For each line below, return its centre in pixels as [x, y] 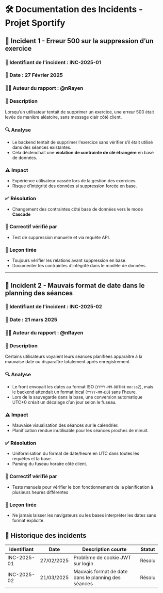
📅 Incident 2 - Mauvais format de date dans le [75, 285]
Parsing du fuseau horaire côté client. [49, 464]
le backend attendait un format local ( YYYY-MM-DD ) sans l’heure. [74, 392]
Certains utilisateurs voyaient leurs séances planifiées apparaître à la [74, 356]
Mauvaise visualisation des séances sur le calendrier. [65, 425]
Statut [148, 549]
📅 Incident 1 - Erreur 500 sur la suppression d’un [79, 41]
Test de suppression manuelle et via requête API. [61, 237]
